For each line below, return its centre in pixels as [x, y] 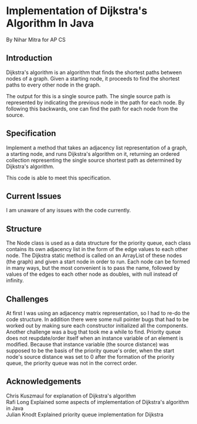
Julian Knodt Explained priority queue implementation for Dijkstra [85, 414]
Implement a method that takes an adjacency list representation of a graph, [97, 148]
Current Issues [34, 196]
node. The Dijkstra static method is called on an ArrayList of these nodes [94, 256]
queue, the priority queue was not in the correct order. [72, 363]
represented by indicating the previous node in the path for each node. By [95, 102]
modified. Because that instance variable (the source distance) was [87, 344]
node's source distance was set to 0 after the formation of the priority [90, 357]
